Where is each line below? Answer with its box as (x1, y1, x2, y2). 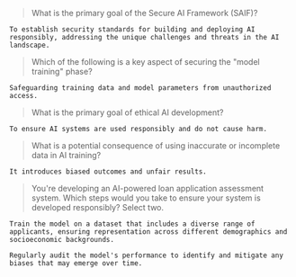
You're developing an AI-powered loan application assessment (31, 183, 264, 193)
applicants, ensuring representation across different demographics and (9, 228, 288, 237)
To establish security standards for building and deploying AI (9, 25, 256, 34)
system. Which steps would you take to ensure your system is (31, 192, 261, 203)
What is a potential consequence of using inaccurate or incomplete (31, 140, 281, 151)
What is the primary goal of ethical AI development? (31, 107, 224, 118)
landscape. (9, 40, 50, 49)
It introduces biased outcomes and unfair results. (9, 167, 207, 176)
